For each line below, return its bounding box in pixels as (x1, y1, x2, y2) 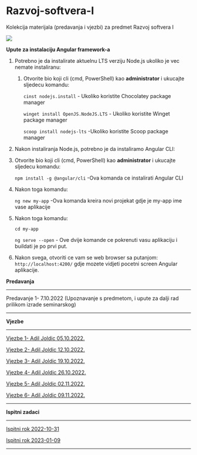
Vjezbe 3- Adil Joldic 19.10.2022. (6, 357, 85, 365)
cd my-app (14, 226, 39, 232)
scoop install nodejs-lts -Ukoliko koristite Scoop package (23, 127, 169, 134)
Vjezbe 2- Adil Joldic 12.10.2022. (6, 346, 85, 353)
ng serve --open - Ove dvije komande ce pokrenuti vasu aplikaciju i (14, 236, 178, 243)
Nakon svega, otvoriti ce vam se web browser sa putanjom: (14, 254, 158, 261)
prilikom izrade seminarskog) (6, 301, 76, 308)
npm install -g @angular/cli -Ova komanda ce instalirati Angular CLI (14, 174, 184, 181)
